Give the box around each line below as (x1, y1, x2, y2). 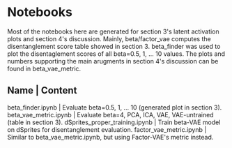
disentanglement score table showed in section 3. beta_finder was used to (7, 42, 221, 50)
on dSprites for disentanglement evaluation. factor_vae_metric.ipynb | (7, 125, 207, 133)
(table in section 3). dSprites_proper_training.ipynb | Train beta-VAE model (7, 118, 221, 126)
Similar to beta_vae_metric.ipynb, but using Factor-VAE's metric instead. (7, 133, 214, 141)
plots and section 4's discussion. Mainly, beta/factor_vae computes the (7, 34, 211, 43)
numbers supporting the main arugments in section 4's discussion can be (7, 57, 219, 65)
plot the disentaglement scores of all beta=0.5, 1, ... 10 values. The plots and (7, 50, 225, 58)
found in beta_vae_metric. (7, 64, 82, 73)
